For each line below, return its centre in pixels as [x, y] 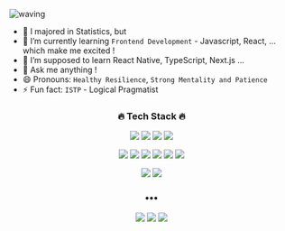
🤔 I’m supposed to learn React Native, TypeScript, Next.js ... [133, 60]
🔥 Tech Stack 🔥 [152, 115]
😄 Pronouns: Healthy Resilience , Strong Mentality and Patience [145, 79]
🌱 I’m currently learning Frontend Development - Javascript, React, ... [149, 41]
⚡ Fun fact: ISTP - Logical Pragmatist [90, 89]
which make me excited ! [69, 51]
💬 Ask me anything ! [60, 69]
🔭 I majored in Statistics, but [74, 31]
